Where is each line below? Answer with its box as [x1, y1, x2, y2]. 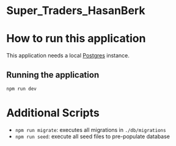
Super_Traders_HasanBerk [6, 4, 145, 18]
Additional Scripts [6, 106, 100, 120]
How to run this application [6, 32, 146, 46]
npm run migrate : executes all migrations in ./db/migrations [15, 126, 166, 133]
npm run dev [6, 86, 37, 92]
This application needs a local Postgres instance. [6, 52, 130, 59]
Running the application [6, 70, 100, 80]
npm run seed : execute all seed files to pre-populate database [15, 133, 170, 140]
